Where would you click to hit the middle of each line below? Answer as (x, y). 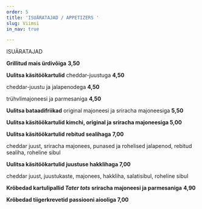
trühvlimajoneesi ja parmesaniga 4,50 (54, 99)
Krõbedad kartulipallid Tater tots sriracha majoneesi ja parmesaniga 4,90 (101, 188)
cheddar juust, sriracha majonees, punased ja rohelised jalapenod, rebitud (99, 146)
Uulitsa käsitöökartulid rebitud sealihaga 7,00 (65, 134)
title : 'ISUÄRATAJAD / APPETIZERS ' (53, 18)
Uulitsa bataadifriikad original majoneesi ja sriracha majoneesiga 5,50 (95, 111)
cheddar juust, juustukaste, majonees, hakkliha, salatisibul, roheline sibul (97, 176)
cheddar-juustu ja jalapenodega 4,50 (53, 87)
